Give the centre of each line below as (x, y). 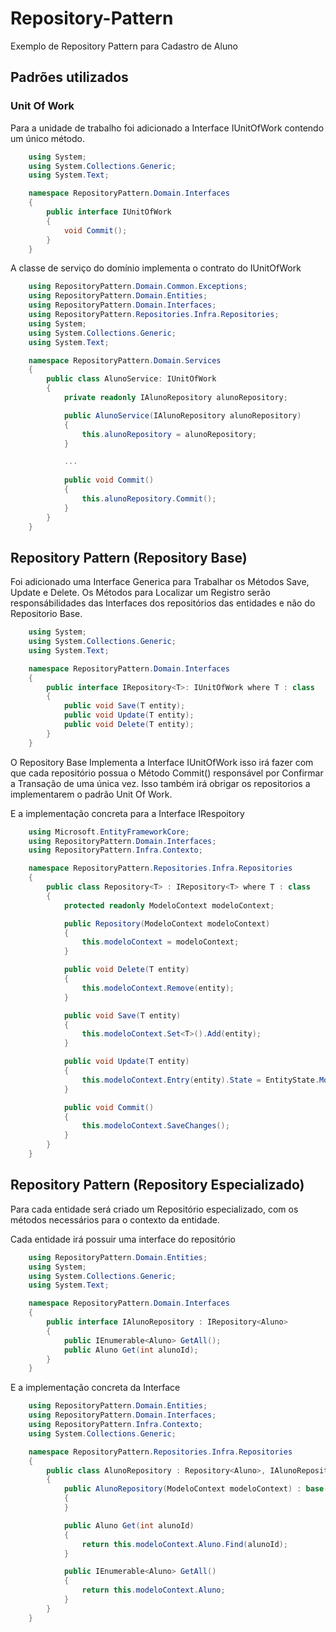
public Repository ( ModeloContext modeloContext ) (167, 923)
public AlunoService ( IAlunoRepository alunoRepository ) (182, 415)
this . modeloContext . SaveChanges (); (155, 1126)
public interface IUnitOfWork (109, 212)
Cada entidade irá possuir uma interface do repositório (123, 1239)
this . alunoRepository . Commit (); (149, 498)
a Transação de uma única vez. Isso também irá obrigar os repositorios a (160, 783)
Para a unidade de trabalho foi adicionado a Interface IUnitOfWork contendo (167, 128)
